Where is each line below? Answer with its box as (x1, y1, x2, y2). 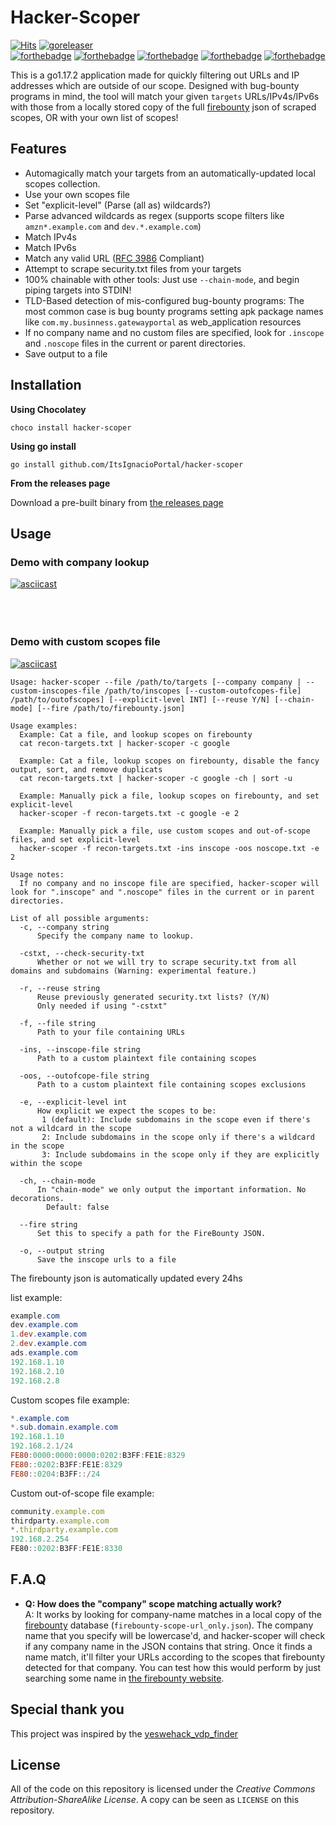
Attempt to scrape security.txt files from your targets (24, 262, 242, 275)
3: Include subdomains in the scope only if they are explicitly (41, 1149, 320, 1160)
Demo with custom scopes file (10, 635, 161, 649)
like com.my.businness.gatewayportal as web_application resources (24, 316, 302, 328)
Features (10, 141, 67, 158)
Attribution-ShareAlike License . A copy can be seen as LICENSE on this (10, 1794, 300, 1806)
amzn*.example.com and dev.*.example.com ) (24, 220, 202, 232)
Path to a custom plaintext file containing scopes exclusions (36, 1079, 307, 1090)
